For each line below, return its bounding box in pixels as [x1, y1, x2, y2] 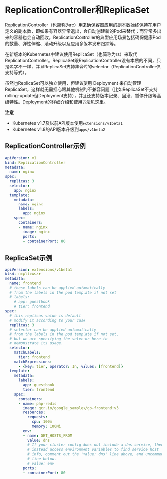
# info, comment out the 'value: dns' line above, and [27, 452, 143, 457]
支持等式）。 [5, 69, 29, 75]
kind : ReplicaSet [5, 272, 41, 277]
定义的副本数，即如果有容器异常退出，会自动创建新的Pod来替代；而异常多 [5, 28, 157, 34]
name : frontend [9, 281, 41, 286]
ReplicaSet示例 [5, 254, 53, 262]
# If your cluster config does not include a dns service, [27, 442, 153, 447]
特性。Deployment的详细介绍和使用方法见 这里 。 [9, 99, 108, 105]
